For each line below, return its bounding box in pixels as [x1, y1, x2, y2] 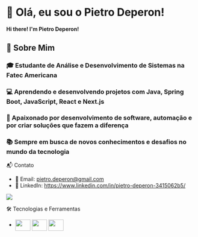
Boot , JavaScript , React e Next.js [6, 98, 105, 106]
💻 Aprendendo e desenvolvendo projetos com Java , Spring [6, 87, 184, 96]
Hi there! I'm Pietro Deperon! [6, 25, 79, 33]
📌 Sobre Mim [6, 43, 55, 53]
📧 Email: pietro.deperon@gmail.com [14, 175, 104, 183]
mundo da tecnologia [6, 148, 70, 156]
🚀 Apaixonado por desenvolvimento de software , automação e [6, 114, 193, 122]
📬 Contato [6, 162, 34, 169]
